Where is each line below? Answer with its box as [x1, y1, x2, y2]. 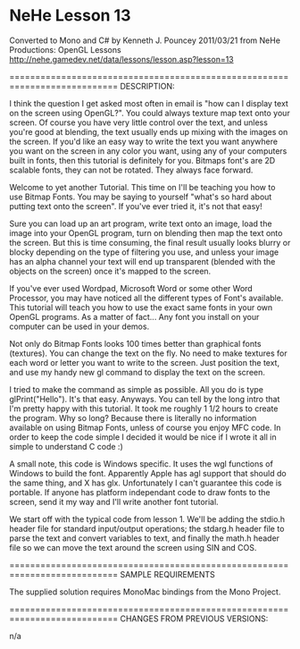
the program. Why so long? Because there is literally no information [9, 412, 257, 423]
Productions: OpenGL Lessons [9, 44, 122, 55]
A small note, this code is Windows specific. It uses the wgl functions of [9, 458, 274, 469]
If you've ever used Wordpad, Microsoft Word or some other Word [9, 282, 253, 293]
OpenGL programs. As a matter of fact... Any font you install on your [9, 311, 260, 322]
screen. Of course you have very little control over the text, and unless [9, 117, 268, 128]
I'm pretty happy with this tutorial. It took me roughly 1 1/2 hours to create [9, 403, 279, 414]
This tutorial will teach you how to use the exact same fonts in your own [9, 301, 273, 313]
